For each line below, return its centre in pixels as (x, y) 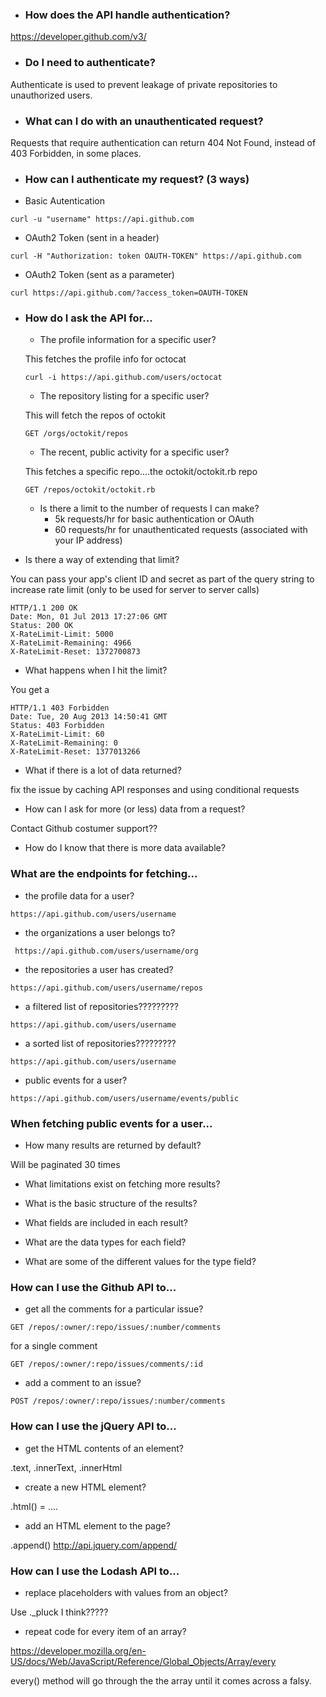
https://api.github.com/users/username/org (106, 951)
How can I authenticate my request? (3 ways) (137, 179)
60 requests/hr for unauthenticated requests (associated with (181, 530)
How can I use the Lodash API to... (95, 1571)
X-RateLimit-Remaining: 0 (64, 743)
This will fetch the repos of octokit (95, 415)
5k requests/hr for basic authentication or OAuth (154, 519)
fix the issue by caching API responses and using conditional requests (155, 790)
